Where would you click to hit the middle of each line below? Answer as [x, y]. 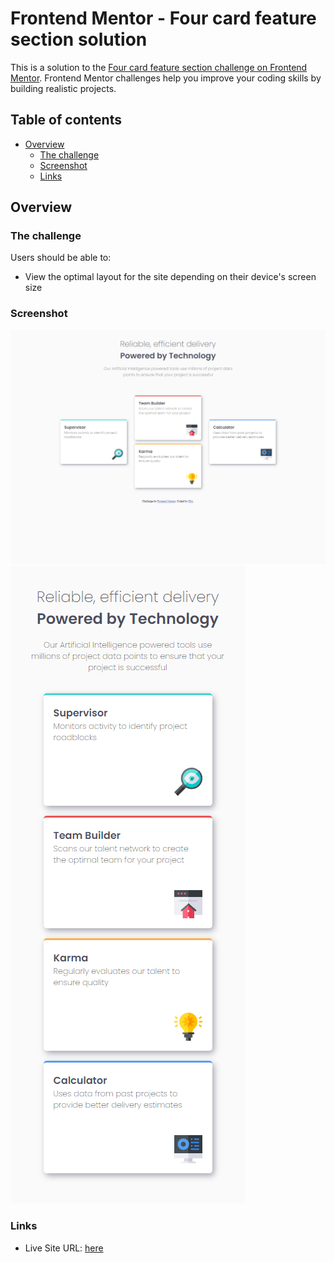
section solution [79, 39]
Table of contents [66, 120]
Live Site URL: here [64, 1248]
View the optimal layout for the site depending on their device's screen [170, 277]
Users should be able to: [61, 258]
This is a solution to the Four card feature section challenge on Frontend [159, 67]
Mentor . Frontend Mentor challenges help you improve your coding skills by [166, 78]
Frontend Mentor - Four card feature [163, 18]
